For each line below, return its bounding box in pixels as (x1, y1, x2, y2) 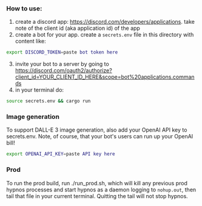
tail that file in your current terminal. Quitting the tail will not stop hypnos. (6, 192, 188, 199)
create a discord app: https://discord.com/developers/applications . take (15, 18, 195, 26)
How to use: (6, 4, 42, 13)
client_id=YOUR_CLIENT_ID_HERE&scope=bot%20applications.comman (15, 73, 195, 80)
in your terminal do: (15, 87, 64, 94)
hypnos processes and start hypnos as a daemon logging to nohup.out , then (6, 186, 197, 193)
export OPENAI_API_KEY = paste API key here (6, 151, 115, 157)
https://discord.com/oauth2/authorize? (15, 67, 112, 74)
